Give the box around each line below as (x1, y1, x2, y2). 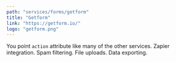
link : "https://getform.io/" (6, 20, 81, 26)
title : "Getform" (6, 15, 51, 21)
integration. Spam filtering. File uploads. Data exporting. (6, 49, 148, 57)
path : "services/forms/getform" (6, 9, 89, 15)
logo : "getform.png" (6, 26, 59, 32)
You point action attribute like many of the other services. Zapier (6, 43, 170, 50)
